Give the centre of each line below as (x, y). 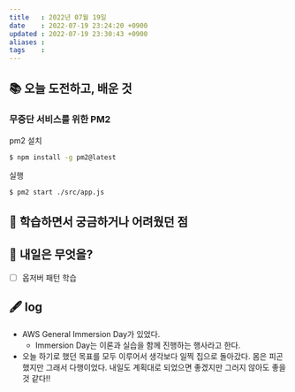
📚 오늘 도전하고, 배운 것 (71, 88)
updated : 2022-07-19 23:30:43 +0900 (79, 34)
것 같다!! (36, 378)
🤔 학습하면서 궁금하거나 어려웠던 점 (98, 222)
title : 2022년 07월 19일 (58, 17)
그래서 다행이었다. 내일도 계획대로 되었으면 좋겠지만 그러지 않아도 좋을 (166, 367)
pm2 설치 (26, 140)
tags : (27, 50)
